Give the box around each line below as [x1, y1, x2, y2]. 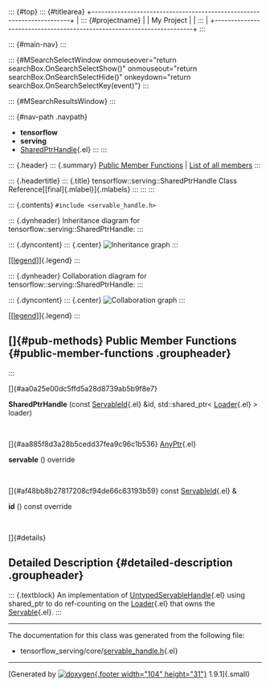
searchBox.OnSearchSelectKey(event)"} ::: [8, 81, 149, 90]
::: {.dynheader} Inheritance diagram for [8, 216, 141, 225]
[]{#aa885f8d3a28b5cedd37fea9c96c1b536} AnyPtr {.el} [8, 439, 197, 449]
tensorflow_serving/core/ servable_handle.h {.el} [19, 646, 178, 656]
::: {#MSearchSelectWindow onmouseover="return [8, 56, 177, 64]
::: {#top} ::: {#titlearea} [8, 7, 86, 16]
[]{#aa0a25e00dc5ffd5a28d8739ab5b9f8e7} [8, 383, 158, 393]
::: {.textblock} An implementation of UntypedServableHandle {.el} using [8, 590, 245, 599]
